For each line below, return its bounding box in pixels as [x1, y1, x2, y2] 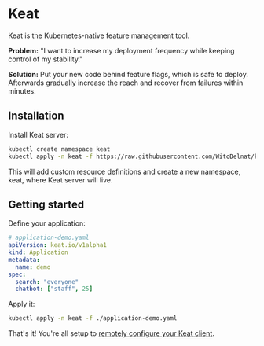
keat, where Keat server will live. [8, 175, 113, 185]
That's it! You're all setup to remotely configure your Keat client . [8, 329, 214, 338]
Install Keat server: [8, 130, 69, 139]
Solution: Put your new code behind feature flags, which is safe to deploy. [8, 69, 249, 79]
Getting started [8, 197, 85, 211]
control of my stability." [8, 54, 83, 64]
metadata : [8, 256, 41, 263]
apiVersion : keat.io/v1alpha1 [8, 241, 108, 249]
